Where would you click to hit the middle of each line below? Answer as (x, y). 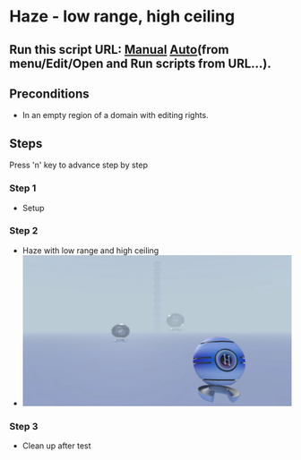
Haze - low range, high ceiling (122, 17)
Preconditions (49, 94)
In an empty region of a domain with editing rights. (115, 115)
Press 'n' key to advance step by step (79, 165)
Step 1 (23, 188)
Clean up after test (56, 446)
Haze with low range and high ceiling (90, 250)
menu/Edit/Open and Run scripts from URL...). (140, 63)
